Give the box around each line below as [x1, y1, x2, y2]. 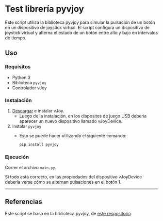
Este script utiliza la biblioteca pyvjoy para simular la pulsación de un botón [5, 19, 155, 25]
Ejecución [5, 154, 29, 160]
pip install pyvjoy [19, 142, 59, 147]
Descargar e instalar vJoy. [12, 108, 65, 113]
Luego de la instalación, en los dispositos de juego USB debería [19, 113, 147, 119]
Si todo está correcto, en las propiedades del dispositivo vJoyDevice [5, 174, 142, 180]
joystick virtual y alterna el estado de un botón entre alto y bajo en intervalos [5, 30, 158, 35]
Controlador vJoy [12, 85, 47, 91]
